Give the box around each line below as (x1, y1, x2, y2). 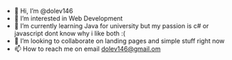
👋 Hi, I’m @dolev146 (14, 7, 73, 15)
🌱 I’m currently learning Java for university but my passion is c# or (14, 22, 209, 30)
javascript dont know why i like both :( (14, 29, 126, 37)
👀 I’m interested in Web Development (14, 14, 123, 23)
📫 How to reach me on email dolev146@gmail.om (14, 44, 162, 53)
